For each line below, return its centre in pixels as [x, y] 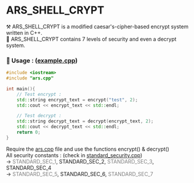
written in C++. [24, 32]
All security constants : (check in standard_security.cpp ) [74, 155]
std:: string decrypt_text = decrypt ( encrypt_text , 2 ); [85, 121]
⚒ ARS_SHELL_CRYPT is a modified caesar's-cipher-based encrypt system [97, 26]
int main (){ [21, 89]
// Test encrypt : [39, 94]
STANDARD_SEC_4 [29, 168]
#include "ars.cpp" [30, 78]
